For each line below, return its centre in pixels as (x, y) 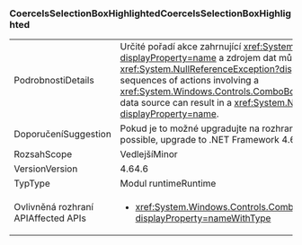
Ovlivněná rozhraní (54, 207)
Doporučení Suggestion (63, 135)
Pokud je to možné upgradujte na (190, 128)
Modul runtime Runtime (168, 184)
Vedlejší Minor (149, 154)
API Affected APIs (50, 218)
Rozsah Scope (43, 154)
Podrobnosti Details (54, 81)
